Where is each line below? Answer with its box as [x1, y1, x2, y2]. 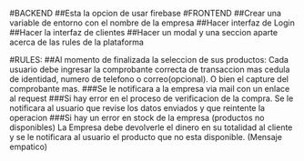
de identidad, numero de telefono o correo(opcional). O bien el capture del [9, 74, 289, 85]
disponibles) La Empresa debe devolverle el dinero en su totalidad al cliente [9, 122, 293, 133]
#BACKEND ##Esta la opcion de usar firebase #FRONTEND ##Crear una [9, 8, 282, 18]
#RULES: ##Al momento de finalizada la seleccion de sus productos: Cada [9, 55, 289, 65]
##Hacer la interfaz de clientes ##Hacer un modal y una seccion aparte [9, 27, 279, 37]
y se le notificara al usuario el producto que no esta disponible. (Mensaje [9, 132, 282, 142]
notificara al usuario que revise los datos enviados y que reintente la [9, 103, 266, 113]
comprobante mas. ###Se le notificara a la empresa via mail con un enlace [9, 84, 290, 94]
